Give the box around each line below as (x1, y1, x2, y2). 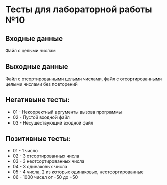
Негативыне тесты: (5, 96, 70, 104)
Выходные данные (5, 62, 68, 71)
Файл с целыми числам (5, 48, 57, 53)
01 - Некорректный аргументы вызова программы (12, 109, 122, 115)
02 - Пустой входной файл (12, 114, 70, 120)
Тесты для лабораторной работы (5, 4, 152, 15)
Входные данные (5, 34, 63, 43)
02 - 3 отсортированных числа (12, 153, 80, 159)
